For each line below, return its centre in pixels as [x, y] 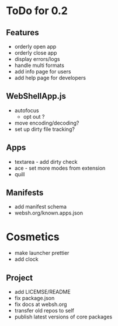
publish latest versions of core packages [63, 317]
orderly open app [35, 46]
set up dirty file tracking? [44, 129]
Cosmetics [33, 237]
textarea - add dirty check [46, 162]
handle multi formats [39, 65]
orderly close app [36, 53]
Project [20, 278]
